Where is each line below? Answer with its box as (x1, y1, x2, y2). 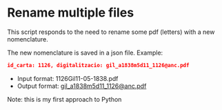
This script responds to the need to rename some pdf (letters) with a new (7, 28, 215, 36)
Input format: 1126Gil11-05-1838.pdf (17, 74, 119, 82)
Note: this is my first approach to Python (7, 95, 122, 103)
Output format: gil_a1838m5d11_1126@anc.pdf (17, 82, 147, 90)
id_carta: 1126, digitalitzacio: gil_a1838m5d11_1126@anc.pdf (7, 62, 190, 68)
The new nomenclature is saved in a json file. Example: (7, 48, 163, 57)
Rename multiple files (7, 5, 134, 21)
